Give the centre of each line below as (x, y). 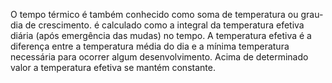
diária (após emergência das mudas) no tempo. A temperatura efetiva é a (161, 35)
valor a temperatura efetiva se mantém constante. (113, 67)
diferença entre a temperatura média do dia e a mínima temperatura (150, 46)
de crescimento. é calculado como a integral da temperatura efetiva (164, 25)
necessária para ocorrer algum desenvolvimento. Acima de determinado (159, 57)
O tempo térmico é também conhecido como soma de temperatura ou (154, 14)
